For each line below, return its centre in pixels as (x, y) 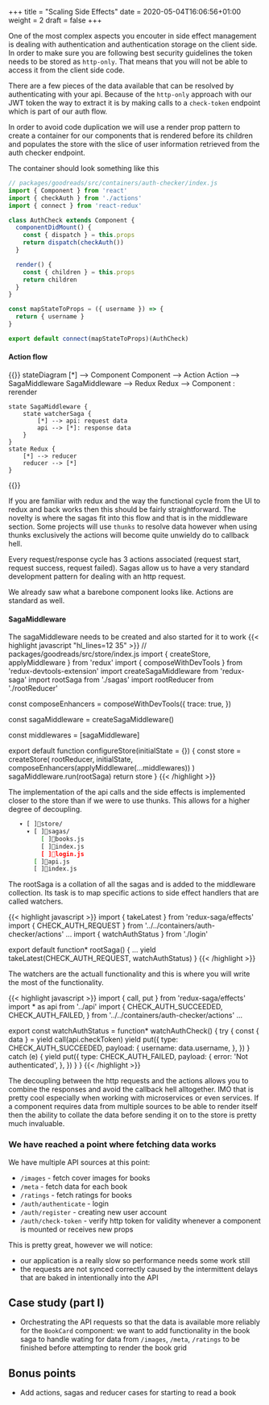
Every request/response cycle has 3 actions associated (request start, (125, 559)
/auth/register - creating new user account (93, 1212)
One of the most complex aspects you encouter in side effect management (132, 36)
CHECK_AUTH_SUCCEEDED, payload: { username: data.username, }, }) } (129, 1048)
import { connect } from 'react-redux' (75, 206)
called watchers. (36, 901)
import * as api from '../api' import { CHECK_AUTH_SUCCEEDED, (116, 1007)
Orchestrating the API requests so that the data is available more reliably (140, 1322)
